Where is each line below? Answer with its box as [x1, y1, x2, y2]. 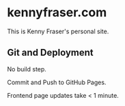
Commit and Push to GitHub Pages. [7, 78, 107, 86]
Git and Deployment [7, 47, 94, 58]
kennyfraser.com [7, 5, 107, 20]
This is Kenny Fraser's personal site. [7, 27, 109, 35]
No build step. [7, 65, 46, 73]
